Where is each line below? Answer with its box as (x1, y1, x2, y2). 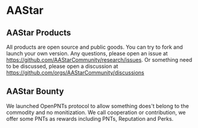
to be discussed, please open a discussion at (6, 62, 119, 70)
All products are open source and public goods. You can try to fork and (6, 43, 183, 50)
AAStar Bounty (6, 87, 65, 97)
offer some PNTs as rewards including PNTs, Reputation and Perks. (6, 115, 174, 122)
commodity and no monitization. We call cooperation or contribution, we (6, 109, 186, 116)
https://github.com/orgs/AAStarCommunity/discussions (6, 69, 145, 76)
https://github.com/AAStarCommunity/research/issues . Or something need (6, 56, 193, 63)
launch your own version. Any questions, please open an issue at (6, 50, 168, 57)
